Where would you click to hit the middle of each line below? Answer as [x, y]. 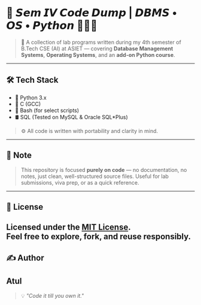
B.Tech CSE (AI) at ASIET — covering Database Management [97, 49]
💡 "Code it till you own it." [52, 295]
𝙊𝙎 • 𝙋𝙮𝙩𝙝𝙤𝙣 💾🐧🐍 [52, 25]
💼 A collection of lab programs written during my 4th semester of [101, 42]
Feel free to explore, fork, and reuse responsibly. [99, 237]
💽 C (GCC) [28, 104]
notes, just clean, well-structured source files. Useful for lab [95, 176]
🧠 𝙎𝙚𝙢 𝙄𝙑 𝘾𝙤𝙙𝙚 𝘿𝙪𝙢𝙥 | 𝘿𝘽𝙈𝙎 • [92, 13]
